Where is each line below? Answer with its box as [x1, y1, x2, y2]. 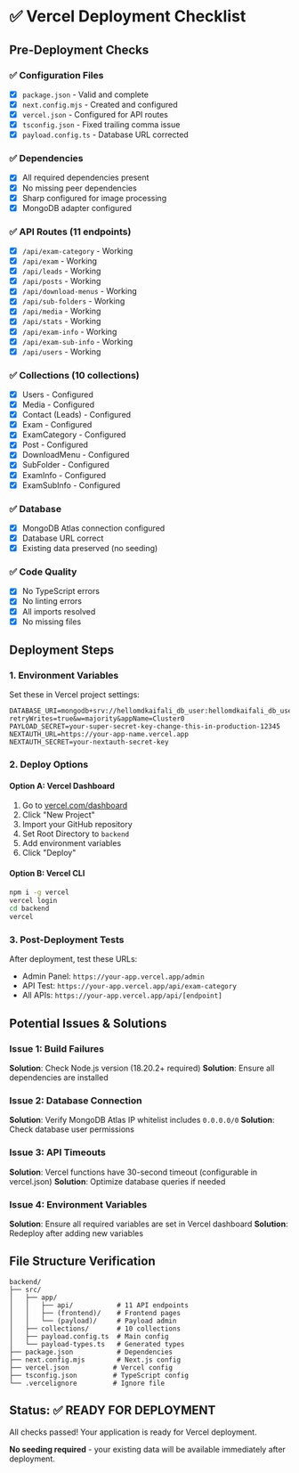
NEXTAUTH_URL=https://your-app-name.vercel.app [9, 730, 190, 739]
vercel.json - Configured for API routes [21, 110, 169, 119]
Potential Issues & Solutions [9, 1015, 167, 1030]
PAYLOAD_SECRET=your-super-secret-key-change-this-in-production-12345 [9, 722, 280, 731]
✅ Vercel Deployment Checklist [9, 6, 246, 27]
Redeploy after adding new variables [9, 1228, 144, 1239]
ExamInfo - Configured [21, 469, 107, 480]
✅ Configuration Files [9, 69, 104, 81]
